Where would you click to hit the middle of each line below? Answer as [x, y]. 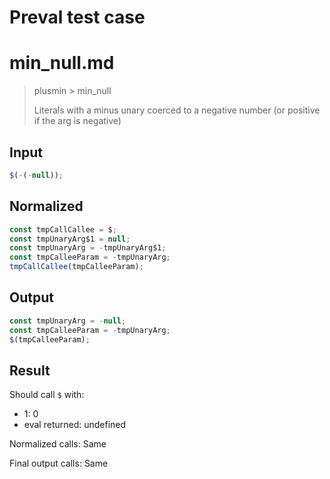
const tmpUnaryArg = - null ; [68, 321]
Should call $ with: [47, 395]
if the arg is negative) [77, 121]
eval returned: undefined [75, 425]
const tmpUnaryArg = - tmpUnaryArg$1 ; [88, 248]
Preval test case [77, 17]
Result [30, 370]
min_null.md [62, 63]
